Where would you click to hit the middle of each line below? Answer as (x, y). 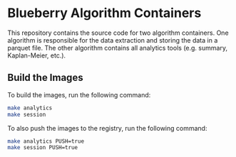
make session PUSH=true (43, 148)
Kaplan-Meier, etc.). (37, 55)
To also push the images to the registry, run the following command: (107, 128)
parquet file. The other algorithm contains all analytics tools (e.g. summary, (118, 48)
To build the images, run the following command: (79, 94)
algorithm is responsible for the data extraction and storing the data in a (113, 40)
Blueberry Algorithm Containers (104, 13)
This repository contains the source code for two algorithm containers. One (118, 33)
